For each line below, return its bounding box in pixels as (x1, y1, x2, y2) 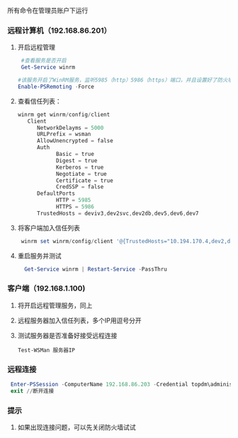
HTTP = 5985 (55, 197, 91, 204)
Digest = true (55, 157, 98, 164)
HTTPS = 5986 (55, 203, 94, 210)
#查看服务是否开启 (21, 57, 67, 64)
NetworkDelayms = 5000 (36, 124, 104, 131)
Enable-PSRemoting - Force (17, 83, 94, 90)
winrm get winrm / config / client (17, 111, 110, 118)
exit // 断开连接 (10, 388, 55, 395)
